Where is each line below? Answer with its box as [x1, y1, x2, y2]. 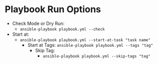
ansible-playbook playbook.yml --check [19, 26, 105, 31]
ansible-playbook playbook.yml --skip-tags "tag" [42, 53, 151, 59]
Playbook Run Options [5, 4, 101, 15]
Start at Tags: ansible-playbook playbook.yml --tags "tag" [27, 42, 153, 48]
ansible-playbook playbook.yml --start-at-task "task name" [19, 37, 151, 43]
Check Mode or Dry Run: [12, 20, 65, 26]
